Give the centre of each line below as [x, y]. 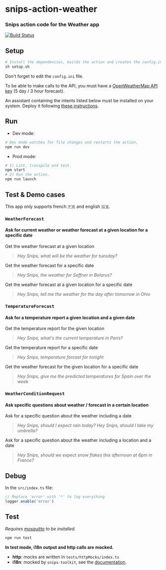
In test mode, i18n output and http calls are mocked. [59, 547]
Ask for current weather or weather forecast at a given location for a [77, 230]
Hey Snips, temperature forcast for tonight [60, 357]
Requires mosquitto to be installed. [41, 529]
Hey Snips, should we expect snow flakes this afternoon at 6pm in [85, 455]
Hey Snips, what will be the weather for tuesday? [67, 256]
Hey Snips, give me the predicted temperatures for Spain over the [84, 376]
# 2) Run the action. [27, 175]
